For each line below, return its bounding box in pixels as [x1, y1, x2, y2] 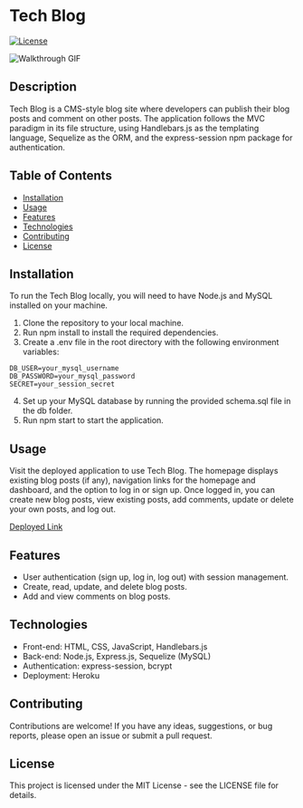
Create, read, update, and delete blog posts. [22, 582, 187, 592]
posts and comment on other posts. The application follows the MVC [9, 112, 265, 123]
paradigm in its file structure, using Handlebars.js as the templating [9, 122, 260, 133]
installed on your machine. [9, 300, 109, 311]
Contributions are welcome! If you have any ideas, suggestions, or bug [9, 720, 273, 731]
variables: [22, 346, 60, 358]
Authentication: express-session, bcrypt [22, 660, 173, 671]
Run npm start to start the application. [22, 415, 165, 426]
